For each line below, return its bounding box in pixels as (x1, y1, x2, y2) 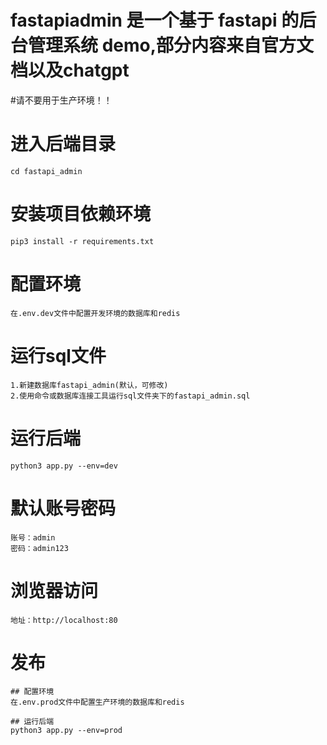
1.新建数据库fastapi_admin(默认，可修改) (10, 380, 169, 390)
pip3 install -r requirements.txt (10, 236, 155, 246)
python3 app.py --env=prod (10, 726, 123, 736)
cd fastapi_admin (10, 166, 83, 176)
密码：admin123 (10, 543, 69, 553)
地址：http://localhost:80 (10, 615, 118, 625)
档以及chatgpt (10, 59, 130, 82)
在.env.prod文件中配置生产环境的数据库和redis (10, 697, 185, 708)
